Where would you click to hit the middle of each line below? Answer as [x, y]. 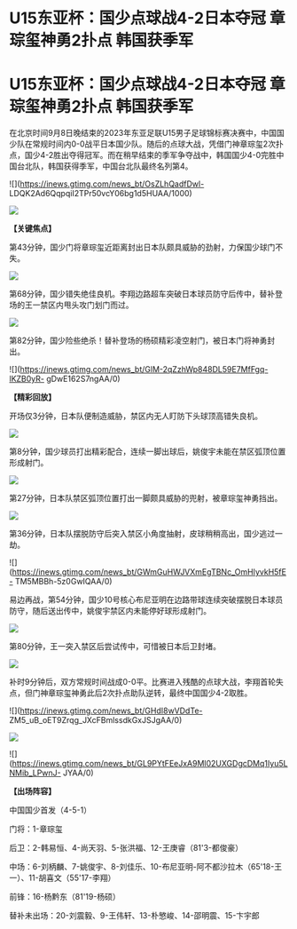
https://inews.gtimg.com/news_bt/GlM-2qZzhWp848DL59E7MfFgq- [144, 369]
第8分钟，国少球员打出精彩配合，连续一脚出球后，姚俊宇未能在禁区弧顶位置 [148, 452]
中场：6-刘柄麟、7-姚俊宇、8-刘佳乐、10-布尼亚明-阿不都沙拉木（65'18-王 [145, 867]
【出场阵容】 [32, 791]
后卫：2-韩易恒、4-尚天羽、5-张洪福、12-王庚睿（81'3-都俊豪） [126, 848]
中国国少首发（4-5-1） [50, 810]
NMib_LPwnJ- [35, 773]
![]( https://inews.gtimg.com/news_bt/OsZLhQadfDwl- [107, 184]
